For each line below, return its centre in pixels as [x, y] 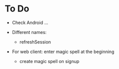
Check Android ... [30, 22]
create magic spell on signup [49, 61]
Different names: [29, 32]
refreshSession [35, 42]
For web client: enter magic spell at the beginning [63, 51]
